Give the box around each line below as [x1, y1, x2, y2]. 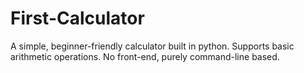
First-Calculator [10, 7, 145, 30]
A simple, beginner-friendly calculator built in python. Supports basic [10, 40, 295, 52]
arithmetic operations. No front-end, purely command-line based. [10, 50, 280, 62]
